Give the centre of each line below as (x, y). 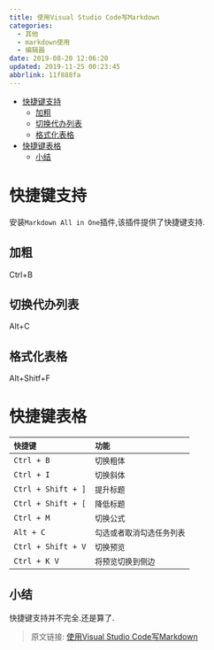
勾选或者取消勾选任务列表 (140, 533)
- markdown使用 (44, 42)
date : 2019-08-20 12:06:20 (59, 58)
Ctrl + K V (36, 561)
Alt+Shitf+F (30, 378)
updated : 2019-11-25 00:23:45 (65, 67)
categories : (31, 26)
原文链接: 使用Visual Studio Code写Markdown (114, 636)
